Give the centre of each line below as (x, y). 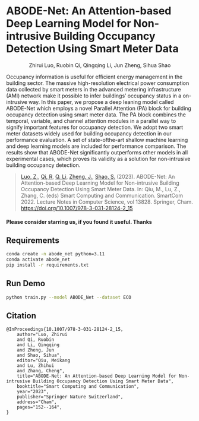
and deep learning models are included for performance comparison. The (96, 146)
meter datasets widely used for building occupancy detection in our (89, 133)
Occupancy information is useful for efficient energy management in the (94, 77)
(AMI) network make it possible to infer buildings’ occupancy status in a (94, 96)
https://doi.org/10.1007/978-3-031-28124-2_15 (77, 208)
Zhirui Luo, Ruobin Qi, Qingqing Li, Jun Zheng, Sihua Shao (100, 65)
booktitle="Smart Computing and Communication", (78, 387)
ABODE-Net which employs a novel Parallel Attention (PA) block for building (99, 108)
